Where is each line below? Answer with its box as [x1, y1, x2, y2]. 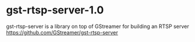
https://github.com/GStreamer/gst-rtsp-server [6, 29, 118, 36]
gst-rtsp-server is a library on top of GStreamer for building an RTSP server [6, 23, 190, 30]
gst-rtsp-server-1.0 [6, 3, 104, 17]
